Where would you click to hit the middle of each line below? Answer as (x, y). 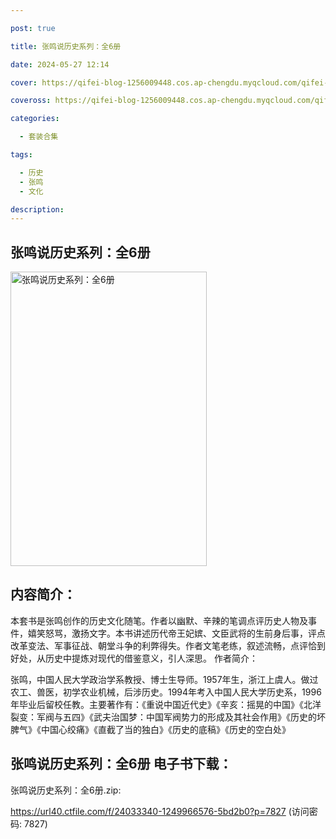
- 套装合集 (39, 137)
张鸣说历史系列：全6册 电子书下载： (121, 764)
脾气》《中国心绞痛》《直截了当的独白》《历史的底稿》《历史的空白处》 (150, 729)
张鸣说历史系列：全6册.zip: (66, 790)
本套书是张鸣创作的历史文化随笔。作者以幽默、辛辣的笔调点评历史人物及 (159, 620)
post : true (33, 28)
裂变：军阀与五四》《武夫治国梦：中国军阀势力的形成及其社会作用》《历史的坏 (168, 717)
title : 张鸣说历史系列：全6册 (66, 46)
